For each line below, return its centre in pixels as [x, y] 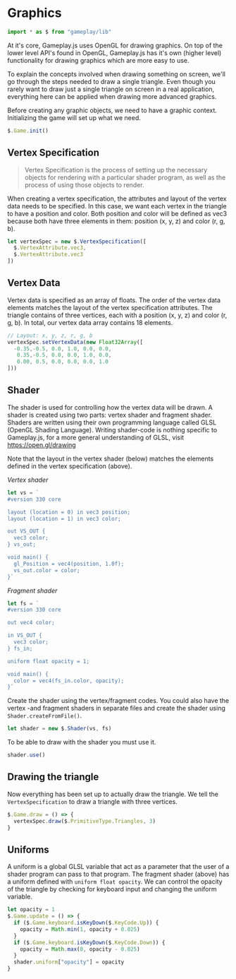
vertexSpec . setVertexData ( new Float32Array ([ [75, 342]
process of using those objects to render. [84, 184]
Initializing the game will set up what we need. [74, 117]
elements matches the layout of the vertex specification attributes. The [110, 307]
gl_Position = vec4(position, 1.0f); [69, 564]
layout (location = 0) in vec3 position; [69, 512]
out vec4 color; [31, 623]
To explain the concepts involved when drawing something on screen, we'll [116, 74]
